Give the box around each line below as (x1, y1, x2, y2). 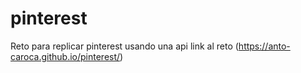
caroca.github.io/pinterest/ (10, 50, 121, 62)
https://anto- (238, 40, 291, 52)
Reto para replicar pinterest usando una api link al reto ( (10, 40, 239, 52)
